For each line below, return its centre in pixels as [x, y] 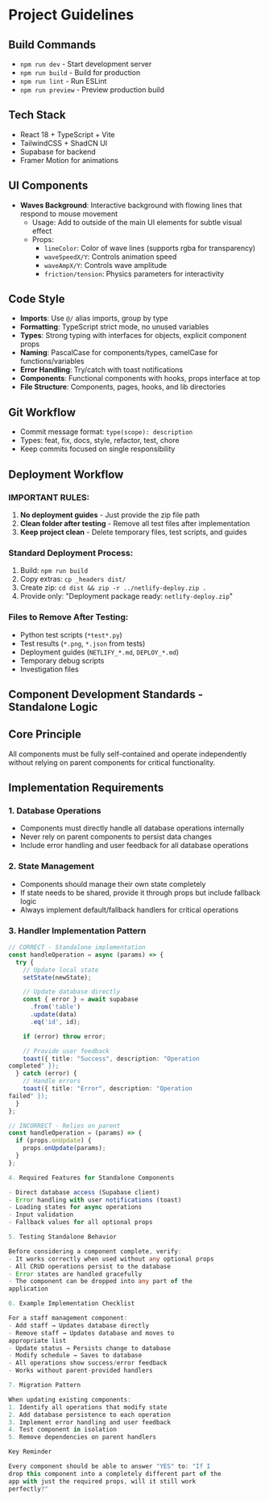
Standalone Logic [53, 707]
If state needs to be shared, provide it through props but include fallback [140, 893]
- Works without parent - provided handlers [81, 1371]
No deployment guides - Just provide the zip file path [110, 515]
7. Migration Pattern [45, 1386]
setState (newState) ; [57, 977]
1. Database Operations [55, 811]
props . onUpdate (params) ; [64, 1148]
